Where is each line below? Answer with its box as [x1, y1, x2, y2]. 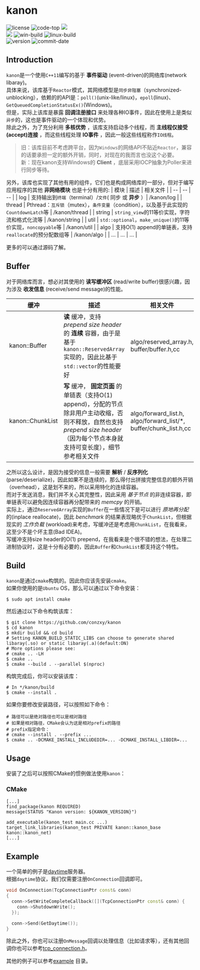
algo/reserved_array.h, [130, 338, 194, 346]
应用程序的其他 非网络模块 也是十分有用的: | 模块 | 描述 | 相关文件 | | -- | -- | [6, 186, 191, 193]
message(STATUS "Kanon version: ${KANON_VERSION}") [6, 809, 137, 815]
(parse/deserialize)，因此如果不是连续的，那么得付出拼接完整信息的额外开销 [6, 475, 193, 483]
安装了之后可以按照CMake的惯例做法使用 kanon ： [6, 770, 126, 777]
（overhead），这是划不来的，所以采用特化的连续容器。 [6, 483, 142, 490]
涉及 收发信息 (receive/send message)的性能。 [11, 285, 126, 292]
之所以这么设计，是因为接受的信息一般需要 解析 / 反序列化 [6, 468, 148, 475]
